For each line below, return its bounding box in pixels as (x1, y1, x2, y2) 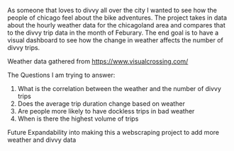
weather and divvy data (7, 135, 77, 144)
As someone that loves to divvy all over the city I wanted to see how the (7, 6, 218, 14)
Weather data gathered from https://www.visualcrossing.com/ (7, 57, 189, 66)
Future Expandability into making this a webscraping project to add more (7, 128, 220, 136)
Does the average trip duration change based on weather (17, 99, 186, 108)
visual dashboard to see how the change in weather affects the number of (7, 36, 223, 44)
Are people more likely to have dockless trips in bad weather (17, 107, 195, 115)
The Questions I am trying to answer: (7, 71, 116, 79)
